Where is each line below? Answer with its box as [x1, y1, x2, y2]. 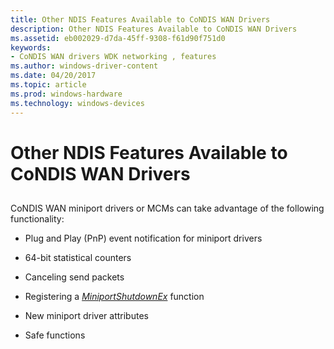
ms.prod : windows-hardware [10, 89, 123, 99]
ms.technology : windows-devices [10, 98, 145, 108]
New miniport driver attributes [24, 310, 149, 322]
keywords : [10, 42, 52, 53]
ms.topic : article [10, 80, 87, 90]
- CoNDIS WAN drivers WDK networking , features [10, 52, 217, 62]
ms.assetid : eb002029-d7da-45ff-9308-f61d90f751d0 [10, 33, 226, 43]
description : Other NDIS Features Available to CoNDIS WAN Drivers [10, 24, 298, 34]
